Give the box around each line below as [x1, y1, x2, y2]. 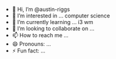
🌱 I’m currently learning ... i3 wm [12, 19, 94, 25]
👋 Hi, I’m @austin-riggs [12, 6, 70, 13]
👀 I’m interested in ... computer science [12, 12, 111, 19]
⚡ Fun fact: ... [12, 47, 46, 54]
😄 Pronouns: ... [12, 40, 52, 48]
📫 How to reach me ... [12, 32, 69, 39]
